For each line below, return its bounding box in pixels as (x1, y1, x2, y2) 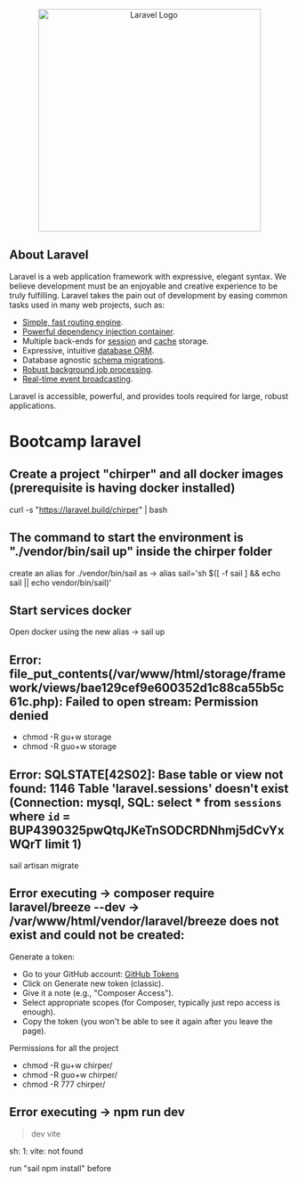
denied (9, 708, 49, 723)
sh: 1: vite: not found (9, 1145, 84, 1156)
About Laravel (9, 248, 89, 263)
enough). (21, 1007, 56, 1017)
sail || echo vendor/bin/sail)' (9, 577, 112, 588)
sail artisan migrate (9, 860, 79, 871)
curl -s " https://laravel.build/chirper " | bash (9, 504, 167, 515)
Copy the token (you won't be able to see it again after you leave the (21, 1015, 273, 1026)
